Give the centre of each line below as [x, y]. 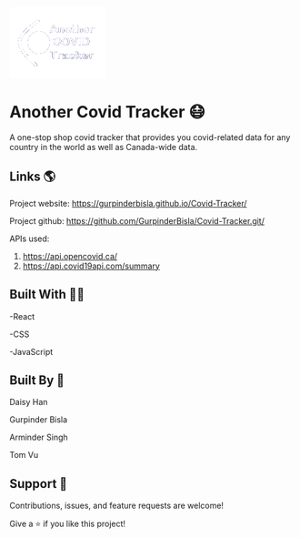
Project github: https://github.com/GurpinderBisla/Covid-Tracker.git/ [137, 220]
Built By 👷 [37, 380]
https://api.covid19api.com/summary [91, 266]
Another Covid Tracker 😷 [108, 112]
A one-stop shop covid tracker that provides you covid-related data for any [150, 137]
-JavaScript [31, 351]
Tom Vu [24, 455]
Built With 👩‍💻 [47, 294]
